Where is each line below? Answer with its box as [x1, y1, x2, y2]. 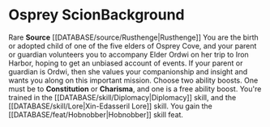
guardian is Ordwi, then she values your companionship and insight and [8, 66, 248, 76]
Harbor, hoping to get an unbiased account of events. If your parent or [8, 58, 243, 68]
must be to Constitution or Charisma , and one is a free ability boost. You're [8, 83, 262, 94]
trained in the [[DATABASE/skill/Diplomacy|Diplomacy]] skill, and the [8, 92, 237, 102]
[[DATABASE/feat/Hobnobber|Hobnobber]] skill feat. [8, 109, 184, 119]
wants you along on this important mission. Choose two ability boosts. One [8, 75, 259, 85]
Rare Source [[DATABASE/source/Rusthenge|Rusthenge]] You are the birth [8, 32, 259, 42]
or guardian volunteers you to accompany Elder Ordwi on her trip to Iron [8, 49, 249, 59]
